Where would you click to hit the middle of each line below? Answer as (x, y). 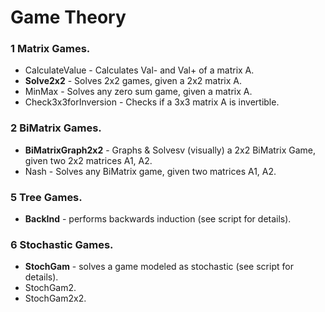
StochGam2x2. (55, 298)
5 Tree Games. (46, 197)
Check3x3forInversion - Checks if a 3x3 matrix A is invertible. (152, 102)
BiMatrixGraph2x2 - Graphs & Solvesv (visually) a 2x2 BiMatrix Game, (170, 150)
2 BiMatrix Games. (56, 128)
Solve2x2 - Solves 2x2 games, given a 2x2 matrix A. (133, 81)
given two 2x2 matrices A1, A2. (88, 160)
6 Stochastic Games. (62, 244)
